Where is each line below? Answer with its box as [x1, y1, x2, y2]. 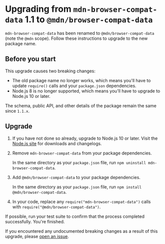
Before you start [5, 55, 56, 63]
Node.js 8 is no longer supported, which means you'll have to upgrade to [12, 88, 161, 94]
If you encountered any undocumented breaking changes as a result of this [5, 228, 158, 234]
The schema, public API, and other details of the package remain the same [5, 102, 157, 109]
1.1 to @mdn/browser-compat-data [24, 14, 153, 25]
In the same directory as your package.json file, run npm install [12, 183, 142, 190]
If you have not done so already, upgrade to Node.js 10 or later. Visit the [12, 135, 158, 141]
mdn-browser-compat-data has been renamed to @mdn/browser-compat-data [5, 30, 155, 36]
